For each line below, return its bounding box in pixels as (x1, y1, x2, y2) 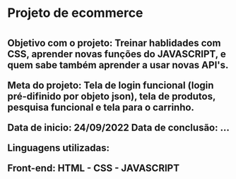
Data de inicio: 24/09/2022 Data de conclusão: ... (7, 122, 230, 134)
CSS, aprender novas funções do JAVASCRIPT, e (7, 48, 226, 61)
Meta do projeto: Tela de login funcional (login (7, 80, 214, 92)
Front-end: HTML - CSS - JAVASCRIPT (7, 162, 180, 174)
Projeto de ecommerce (7, 5, 143, 21)
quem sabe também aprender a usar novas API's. (7, 59, 229, 71)
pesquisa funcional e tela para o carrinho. (7, 101, 194, 113)
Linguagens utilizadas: (7, 142, 110, 154)
